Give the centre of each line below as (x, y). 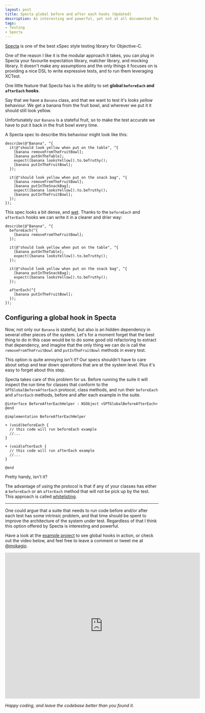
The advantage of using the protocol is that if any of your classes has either (81, 486)
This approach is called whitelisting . (41, 496)
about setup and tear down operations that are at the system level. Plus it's (80, 365)
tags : (10, 23)
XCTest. (13, 76)
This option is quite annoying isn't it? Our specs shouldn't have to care (76, 359)
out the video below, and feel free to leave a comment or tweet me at (74, 540)
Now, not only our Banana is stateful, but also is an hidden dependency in (78, 329)
